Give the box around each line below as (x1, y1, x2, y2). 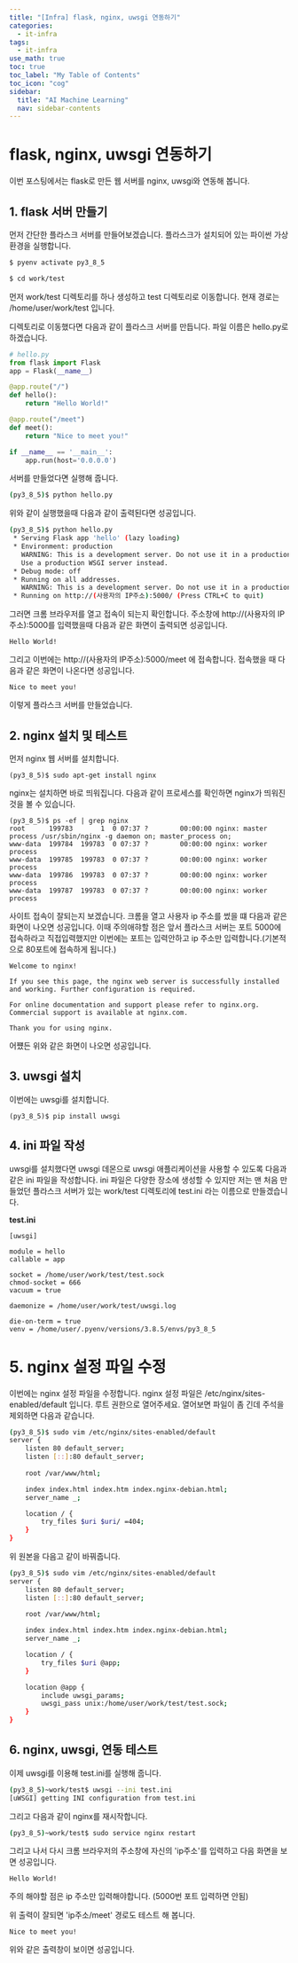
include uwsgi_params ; (41, 1691, 125, 1700)
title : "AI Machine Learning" (17, 95, 129, 105)
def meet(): (9, 423, 53, 432)
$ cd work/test (9, 274, 66, 283)
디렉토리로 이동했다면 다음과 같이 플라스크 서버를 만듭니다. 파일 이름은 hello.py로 (9, 321, 289, 332)
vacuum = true (9, 1285, 62, 1295)
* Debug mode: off (12, 567, 82, 576)
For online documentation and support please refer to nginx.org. (9, 1000, 260, 1009)
